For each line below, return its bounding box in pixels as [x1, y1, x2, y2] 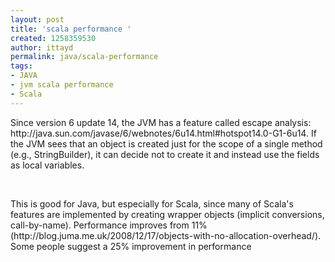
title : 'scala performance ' [10, 24, 132, 34]
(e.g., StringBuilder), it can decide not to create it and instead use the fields [10, 148, 320, 160]
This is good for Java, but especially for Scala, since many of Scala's [10, 197, 294, 210]
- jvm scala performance [10, 80, 114, 90]
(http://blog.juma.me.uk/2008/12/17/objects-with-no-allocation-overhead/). [10, 229, 322, 241]
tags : [10, 61, 33, 71]
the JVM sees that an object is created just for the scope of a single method [10, 137, 323, 150]
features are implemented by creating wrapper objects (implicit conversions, [10, 208, 325, 220]
